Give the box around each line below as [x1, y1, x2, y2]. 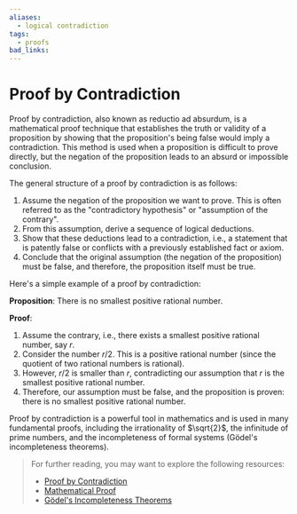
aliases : [9, 12, 42, 22]
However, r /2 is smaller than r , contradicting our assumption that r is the [21, 368, 285, 378]
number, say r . [21, 339, 75, 351]
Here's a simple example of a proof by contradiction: [9, 279, 201, 289]
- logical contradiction [17, 21, 109, 30]
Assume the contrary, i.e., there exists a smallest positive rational [21, 330, 260, 341]
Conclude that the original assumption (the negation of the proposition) [21, 252, 282, 263]
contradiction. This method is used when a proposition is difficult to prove [9, 142, 278, 153]
